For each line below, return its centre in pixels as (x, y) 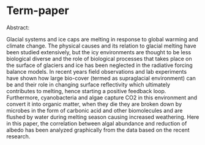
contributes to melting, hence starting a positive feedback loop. (86, 91)
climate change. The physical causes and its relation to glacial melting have (102, 46)
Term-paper (38, 11)
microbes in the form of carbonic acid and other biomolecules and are (95, 110)
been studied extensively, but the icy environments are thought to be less (99, 52)
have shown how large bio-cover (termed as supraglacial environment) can (101, 78)
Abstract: (18, 27)
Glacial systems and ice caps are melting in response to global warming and (102, 39)
